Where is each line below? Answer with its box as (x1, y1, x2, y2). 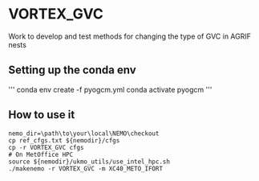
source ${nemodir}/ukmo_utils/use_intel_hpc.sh (8, 158, 171, 166)
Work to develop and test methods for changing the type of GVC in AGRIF (8, 31, 251, 41)
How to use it (8, 108, 75, 121)
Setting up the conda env (8, 64, 136, 77)
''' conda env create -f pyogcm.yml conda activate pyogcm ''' (8, 84, 212, 94)
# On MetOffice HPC (8, 150, 74, 158)
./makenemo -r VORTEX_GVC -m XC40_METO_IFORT (8, 164, 163, 173)
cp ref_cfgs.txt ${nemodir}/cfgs (8, 136, 120, 145)
